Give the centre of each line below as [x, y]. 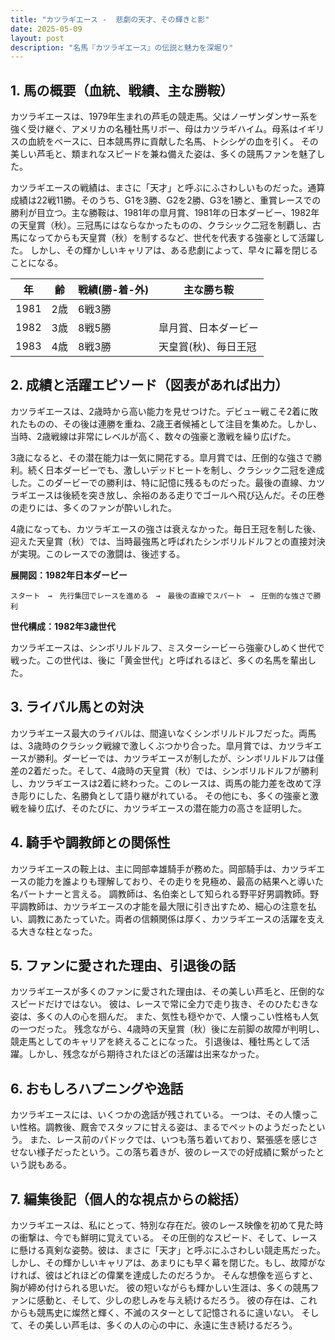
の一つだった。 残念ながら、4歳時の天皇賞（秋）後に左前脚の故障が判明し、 [167, 1029]
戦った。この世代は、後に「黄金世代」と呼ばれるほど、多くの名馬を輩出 [159, 660]
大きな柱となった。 [58, 931]
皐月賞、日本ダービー [209, 328]
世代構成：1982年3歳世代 [63, 626]
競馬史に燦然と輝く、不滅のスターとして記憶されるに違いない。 [168, 1312]
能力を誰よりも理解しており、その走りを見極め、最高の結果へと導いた [180, 881]
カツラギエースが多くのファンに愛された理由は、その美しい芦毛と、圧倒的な [167, 992]
